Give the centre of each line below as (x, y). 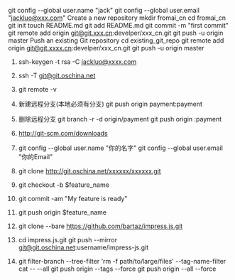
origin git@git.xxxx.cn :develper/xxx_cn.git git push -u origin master (106, 48)
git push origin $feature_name (62, 212)
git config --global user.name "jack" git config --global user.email (104, 10)
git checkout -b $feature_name (64, 185)
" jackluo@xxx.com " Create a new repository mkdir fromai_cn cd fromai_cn (117, 18)
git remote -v (37, 89)
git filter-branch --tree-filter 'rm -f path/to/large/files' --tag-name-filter (122, 261)
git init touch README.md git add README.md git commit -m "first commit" (119, 25)
